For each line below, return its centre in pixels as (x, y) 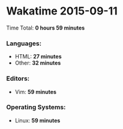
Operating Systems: (36, 107)
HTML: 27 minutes (38, 57)
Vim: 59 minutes (36, 92)
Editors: (18, 78)
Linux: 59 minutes (37, 120)
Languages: (24, 43)
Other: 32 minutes (38, 63)
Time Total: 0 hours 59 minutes (46, 28)
